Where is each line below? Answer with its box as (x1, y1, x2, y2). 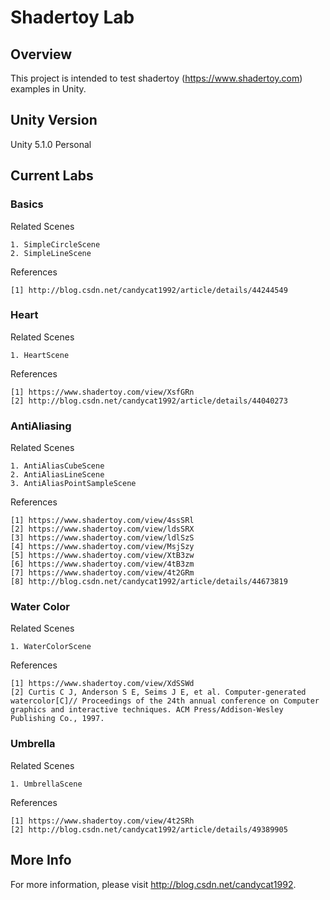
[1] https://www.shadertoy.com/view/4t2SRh (10, 816, 195, 826)
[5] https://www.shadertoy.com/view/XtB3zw (10, 551, 195, 561)
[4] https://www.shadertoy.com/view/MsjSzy (10, 542, 195, 552)
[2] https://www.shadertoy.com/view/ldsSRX (10, 524, 195, 535)
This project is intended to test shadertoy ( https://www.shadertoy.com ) (10, 72, 303, 84)
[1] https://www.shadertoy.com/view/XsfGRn (10, 387, 195, 397)
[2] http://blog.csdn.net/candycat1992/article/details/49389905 (10, 824, 288, 835)
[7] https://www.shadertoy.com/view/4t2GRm (10, 568, 195, 578)
